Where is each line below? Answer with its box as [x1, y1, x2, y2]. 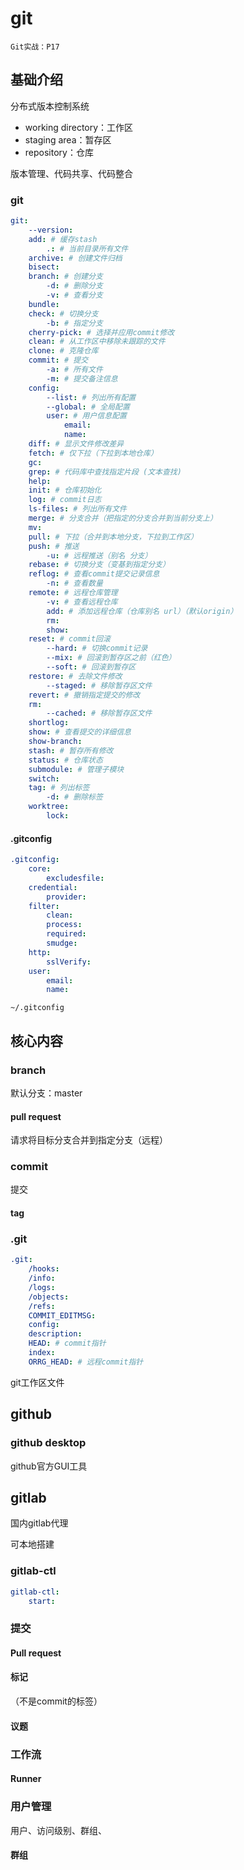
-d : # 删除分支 [46, 281, 103, 291]
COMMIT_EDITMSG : [28, 1310, 97, 1321]
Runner [10, 1773, 42, 1785]
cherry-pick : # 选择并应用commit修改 [28, 327, 175, 337]
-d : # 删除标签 [46, 792, 103, 802]
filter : [28, 901, 60, 911]
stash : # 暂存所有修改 [28, 745, 114, 756]
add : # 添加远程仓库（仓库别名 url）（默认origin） [46, 606, 238, 616]
